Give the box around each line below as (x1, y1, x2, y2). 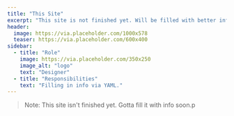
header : (7, 23, 30, 30)
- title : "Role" (13, 50, 61, 57)
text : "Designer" (19, 68, 70, 75)
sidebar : (7, 43, 33, 50)
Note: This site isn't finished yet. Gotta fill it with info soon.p (24, 101, 196, 109)
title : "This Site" (7, 10, 64, 17)
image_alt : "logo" (19, 62, 73, 69)
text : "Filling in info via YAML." (19, 82, 123, 89)
